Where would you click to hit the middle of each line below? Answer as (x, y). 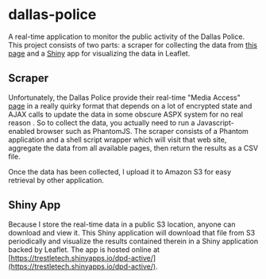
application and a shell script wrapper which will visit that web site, (118, 139)
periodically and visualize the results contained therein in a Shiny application (133, 241)
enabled (21, 131)
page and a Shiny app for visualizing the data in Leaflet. (99, 53)
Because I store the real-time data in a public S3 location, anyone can (122, 224)
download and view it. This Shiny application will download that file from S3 (132, 232)
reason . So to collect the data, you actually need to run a (102, 122)
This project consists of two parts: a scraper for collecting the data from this (133, 44)
